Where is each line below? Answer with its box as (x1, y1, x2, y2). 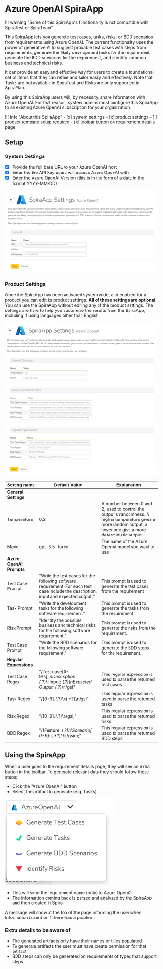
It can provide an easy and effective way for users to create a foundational (5, 69, 154, 75)
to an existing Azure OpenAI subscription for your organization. (5, 104, 131, 110)
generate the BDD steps (101, 645, 149, 651)
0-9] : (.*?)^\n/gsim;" (39, 733, 81, 739)
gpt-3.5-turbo (39, 544, 69, 550)
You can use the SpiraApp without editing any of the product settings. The (5, 302, 153, 308)
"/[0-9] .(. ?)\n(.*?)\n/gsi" (39, 696, 89, 702)
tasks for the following (39, 606, 83, 611)
